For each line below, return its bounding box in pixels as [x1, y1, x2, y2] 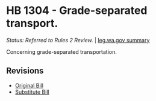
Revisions [6, 66, 44, 76]
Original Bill [14, 82, 44, 89]
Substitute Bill [14, 88, 49, 96]
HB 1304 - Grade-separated [6, 4, 148, 18]
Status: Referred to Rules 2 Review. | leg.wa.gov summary [6, 36, 150, 44]
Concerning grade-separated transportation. [6, 48, 117, 55]
